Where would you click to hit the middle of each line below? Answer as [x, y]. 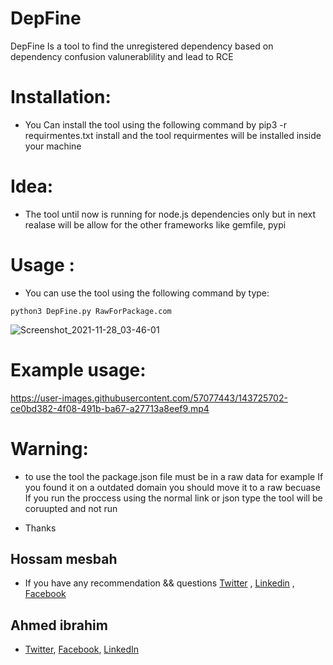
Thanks [40, 528]
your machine [53, 146]
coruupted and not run [71, 508]
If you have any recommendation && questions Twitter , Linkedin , [159, 583]
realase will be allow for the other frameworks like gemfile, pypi [155, 224]
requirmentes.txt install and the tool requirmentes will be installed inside [173, 135]
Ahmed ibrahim [59, 625]
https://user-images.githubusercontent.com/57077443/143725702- [149, 398]
